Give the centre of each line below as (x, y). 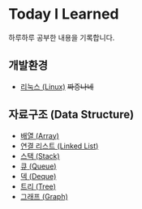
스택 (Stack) (40, 156)
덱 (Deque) (38, 176)
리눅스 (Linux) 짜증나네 (57, 87)
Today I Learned (64, 14)
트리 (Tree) (38, 186)
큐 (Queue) (38, 166)
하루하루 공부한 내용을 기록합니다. (62, 37)
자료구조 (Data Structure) (71, 115)
